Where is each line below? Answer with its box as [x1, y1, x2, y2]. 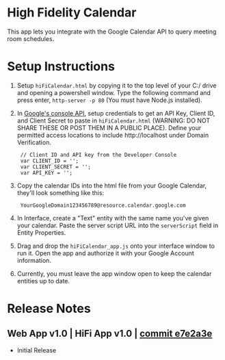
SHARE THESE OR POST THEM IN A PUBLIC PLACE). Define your [16, 123, 202, 131]
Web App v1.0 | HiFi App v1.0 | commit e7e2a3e [7, 328, 213, 339]
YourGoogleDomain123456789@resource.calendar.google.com [20, 202, 186, 209]
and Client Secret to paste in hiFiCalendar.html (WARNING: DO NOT [16, 116, 211, 125]
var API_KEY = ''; [20, 169, 73, 176]
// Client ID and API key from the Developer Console [20, 151, 177, 158]
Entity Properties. [16, 228, 66, 237]
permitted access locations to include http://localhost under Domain [16, 131, 209, 139]
